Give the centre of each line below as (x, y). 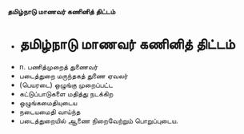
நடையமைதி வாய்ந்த (50, 112)
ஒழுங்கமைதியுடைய (48, 102)
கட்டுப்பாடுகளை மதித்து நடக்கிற (66, 93)
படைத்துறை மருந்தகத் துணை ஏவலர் (74, 76)
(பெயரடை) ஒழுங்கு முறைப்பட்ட (66, 85)
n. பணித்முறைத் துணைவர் (58, 66)
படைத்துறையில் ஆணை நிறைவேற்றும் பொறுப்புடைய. (98, 120)
